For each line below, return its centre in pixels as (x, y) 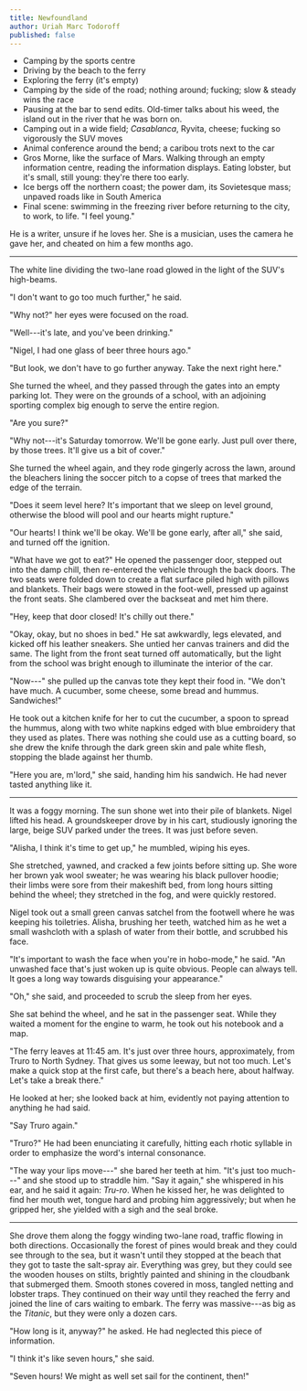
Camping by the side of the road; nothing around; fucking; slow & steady (159, 90)
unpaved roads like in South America (92, 196)
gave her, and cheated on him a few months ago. (101, 244)
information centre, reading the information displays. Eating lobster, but (157, 168)
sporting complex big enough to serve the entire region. (114, 405)
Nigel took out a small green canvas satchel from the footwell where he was (152, 913)
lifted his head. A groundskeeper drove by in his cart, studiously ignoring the (153, 821)
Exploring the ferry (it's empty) (80, 80)
